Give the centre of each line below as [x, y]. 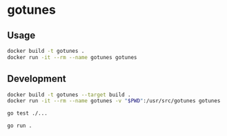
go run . [20, 126]
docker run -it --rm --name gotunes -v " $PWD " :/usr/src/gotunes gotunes [114, 101]
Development [37, 79]
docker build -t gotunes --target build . [69, 95]
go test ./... [28, 113]
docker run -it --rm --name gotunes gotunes [72, 57]
